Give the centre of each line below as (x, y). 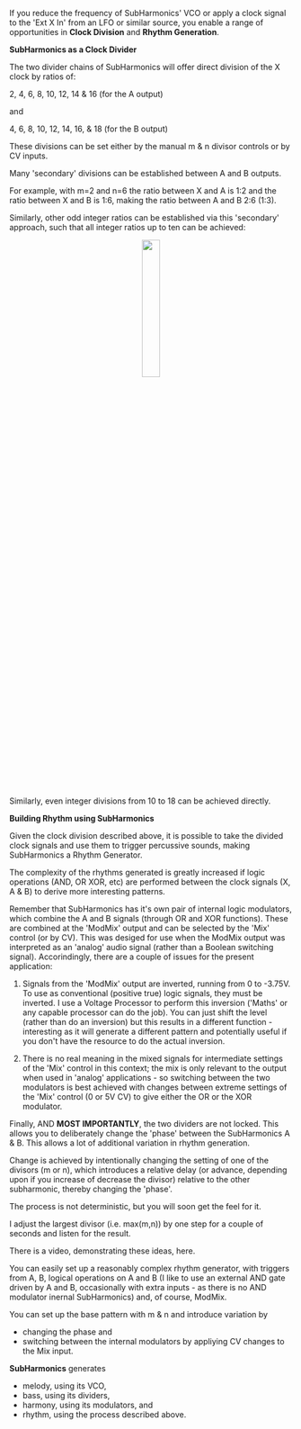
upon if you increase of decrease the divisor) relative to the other (130, 1179)
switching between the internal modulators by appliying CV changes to (153, 1341)
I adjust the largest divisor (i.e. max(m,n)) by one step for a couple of (136, 1224)
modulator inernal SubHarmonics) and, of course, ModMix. (118, 1297)
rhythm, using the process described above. (104, 1415)
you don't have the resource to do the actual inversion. (124, 1041)
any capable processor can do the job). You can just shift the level (145, 1012)
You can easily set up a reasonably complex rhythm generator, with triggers (150, 1268)
